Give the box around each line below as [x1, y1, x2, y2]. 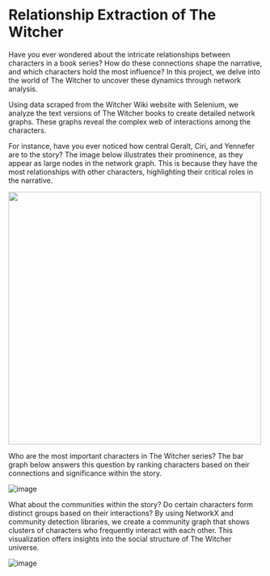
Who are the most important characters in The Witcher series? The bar [8, 451, 244, 460]
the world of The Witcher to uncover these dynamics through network [8, 75, 242, 85]
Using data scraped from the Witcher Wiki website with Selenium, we [8, 100, 239, 109]
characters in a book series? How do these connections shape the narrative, [8, 58, 263, 68]
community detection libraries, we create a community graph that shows [8, 516, 250, 527]
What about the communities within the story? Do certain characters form [8, 499, 253, 509]
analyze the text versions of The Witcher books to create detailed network [8, 108, 256, 118]
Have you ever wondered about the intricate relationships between [8, 49, 230, 59]
